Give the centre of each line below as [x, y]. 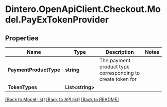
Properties [22, 38]
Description [120, 52]
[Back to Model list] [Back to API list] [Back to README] [62, 100]
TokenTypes [22, 87]
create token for [118, 79]
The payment [115, 60]
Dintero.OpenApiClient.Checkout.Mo [83, 9]
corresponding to [120, 73]
